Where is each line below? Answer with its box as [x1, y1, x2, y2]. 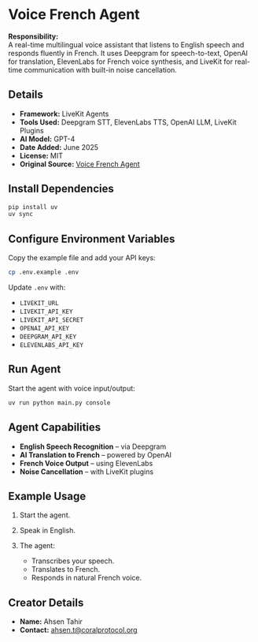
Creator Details [8, 595, 84, 609]
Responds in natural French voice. [31, 573, 142, 583]
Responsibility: [8, 32, 59, 41]
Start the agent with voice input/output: [8, 383, 135, 393]
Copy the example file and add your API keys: [8, 253, 156, 263]
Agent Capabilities [8, 420, 101, 435]
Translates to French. [31, 565, 101, 574]
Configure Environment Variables [8, 232, 175, 245]
